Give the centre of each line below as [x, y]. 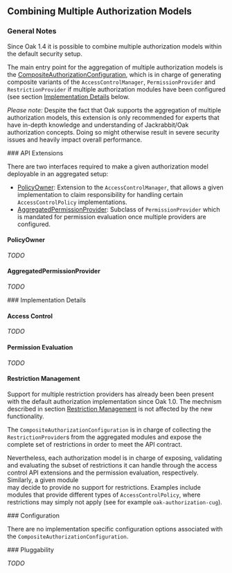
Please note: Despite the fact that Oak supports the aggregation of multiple [114, 110]
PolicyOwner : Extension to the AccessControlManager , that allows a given [120, 187]
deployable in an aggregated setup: [58, 173]
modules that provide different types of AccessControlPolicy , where [104, 495]
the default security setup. [45, 53]
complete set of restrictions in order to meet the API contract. [95, 444]
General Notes [32, 31]
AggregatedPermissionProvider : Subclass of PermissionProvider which [118, 209]
